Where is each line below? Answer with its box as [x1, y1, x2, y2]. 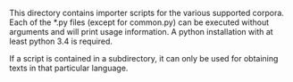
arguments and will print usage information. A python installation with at [9, 27, 274, 37]
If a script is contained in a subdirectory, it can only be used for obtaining [9, 53, 279, 63]
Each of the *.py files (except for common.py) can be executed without [9, 17, 270, 28]
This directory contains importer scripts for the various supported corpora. [9, 8, 284, 18]
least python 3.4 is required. [9, 36, 113, 46]
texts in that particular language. [9, 62, 129, 73]
